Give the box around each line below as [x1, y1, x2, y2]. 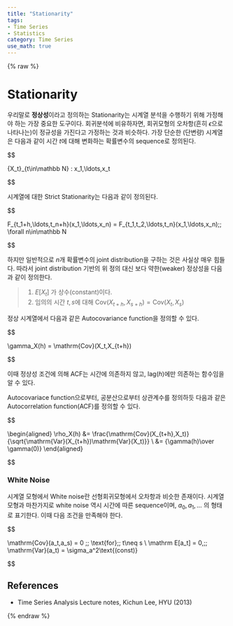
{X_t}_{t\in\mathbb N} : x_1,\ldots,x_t [7, 164, 111, 172]
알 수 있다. [7, 378, 36, 387]
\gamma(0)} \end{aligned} [7, 444, 84, 452]
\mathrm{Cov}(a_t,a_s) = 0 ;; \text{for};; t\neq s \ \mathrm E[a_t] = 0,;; [7, 538, 208, 547]
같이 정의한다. [14, 272, 52, 281]
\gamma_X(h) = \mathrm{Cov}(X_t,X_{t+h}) [7, 341, 132, 350]
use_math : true [7, 43, 52, 50]
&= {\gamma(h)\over [155, 437, 215, 445]
